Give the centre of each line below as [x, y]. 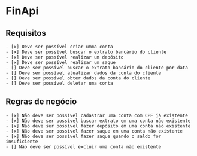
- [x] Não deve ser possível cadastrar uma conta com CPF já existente [97, 115]
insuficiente [22, 142]
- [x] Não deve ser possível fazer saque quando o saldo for [84, 136]
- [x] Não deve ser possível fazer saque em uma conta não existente [94, 131]
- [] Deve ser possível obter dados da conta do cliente [78, 78]
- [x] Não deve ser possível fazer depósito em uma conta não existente [98, 126]
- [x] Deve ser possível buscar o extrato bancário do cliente [86, 52]
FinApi [22, 11]
